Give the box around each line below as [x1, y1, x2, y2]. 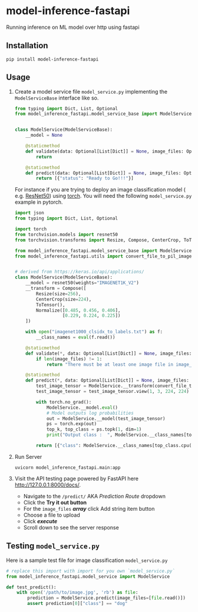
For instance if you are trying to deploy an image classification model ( [14, 186, 186, 193]
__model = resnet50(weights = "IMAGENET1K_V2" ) [25, 280, 140, 286]
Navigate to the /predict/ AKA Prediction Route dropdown [23, 492, 166, 499]
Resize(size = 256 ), [36, 290, 81, 297]
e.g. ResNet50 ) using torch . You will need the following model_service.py [14, 193, 192, 200]
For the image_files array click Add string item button [23, 505, 155, 512]
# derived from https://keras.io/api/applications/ [14, 269, 144, 275]
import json [14, 210, 44, 216]
